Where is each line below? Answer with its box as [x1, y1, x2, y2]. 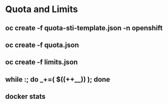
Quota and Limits [5, 4, 78, 15]
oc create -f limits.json [5, 58, 78, 67]
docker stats [5, 92, 46, 101]
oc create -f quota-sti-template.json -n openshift [5, 24, 163, 32]
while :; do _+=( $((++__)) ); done [5, 75, 110, 84]
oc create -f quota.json [5, 40, 79, 49]
